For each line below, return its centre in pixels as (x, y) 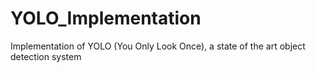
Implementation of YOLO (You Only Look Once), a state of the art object (158, 46)
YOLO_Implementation (106, 18)
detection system (46, 56)
